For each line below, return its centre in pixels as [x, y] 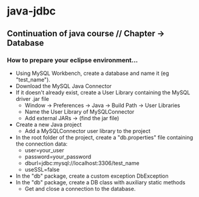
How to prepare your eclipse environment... [73, 60]
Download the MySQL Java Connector [63, 86]
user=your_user [44, 150]
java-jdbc [32, 11]
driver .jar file [32, 98]
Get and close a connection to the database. [80, 189]
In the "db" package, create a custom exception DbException [92, 176]
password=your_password [58, 157]
